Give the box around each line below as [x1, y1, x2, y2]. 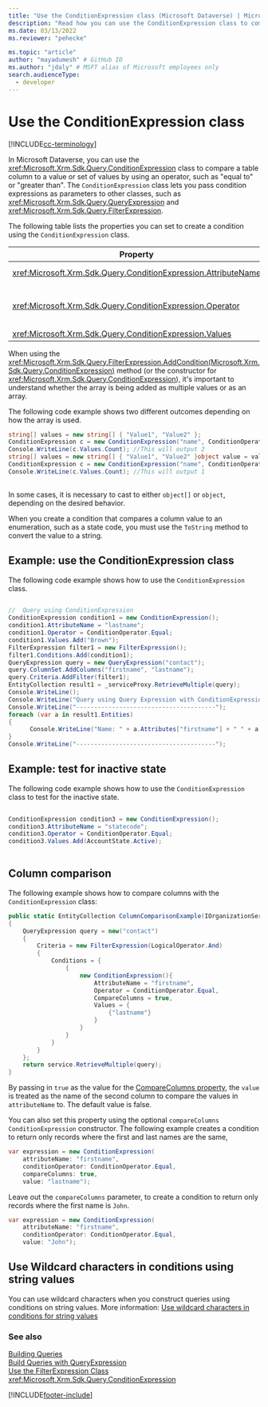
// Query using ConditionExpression [8, 606, 134, 614]
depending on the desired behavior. [8, 498, 126, 508]
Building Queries [8, 1349, 63, 1359]
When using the [8, 349, 61, 358]
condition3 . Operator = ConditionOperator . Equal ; [8, 829, 173, 838]
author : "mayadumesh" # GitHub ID [8, 56, 124, 64]
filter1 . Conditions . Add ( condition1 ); [8, 651, 134, 659]
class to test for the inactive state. [8, 792, 120, 801]
